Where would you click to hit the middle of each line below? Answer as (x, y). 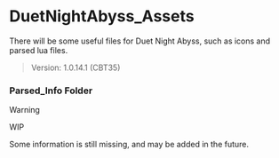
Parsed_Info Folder (51, 91)
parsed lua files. (39, 50)
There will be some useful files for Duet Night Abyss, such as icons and (140, 41)
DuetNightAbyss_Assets (102, 16)
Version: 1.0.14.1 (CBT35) (76, 67)
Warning (24, 110)
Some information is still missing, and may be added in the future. (129, 145)
